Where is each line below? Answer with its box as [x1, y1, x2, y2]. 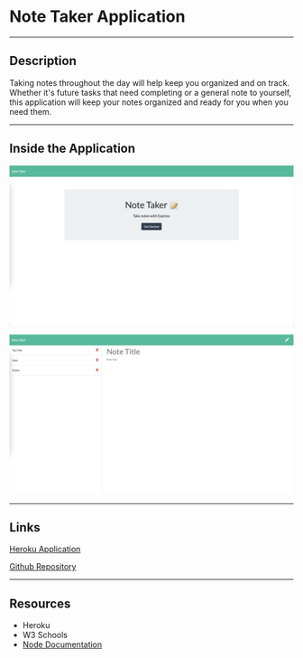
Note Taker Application [9, 6, 186, 27]
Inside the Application [9, 141, 136, 156]
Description [9, 53, 77, 69]
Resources [9, 596, 71, 611]
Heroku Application [9, 544, 81, 555]
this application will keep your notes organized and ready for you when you [9, 97, 289, 108]
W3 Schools [22, 630, 69, 641]
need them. [9, 106, 52, 117]
